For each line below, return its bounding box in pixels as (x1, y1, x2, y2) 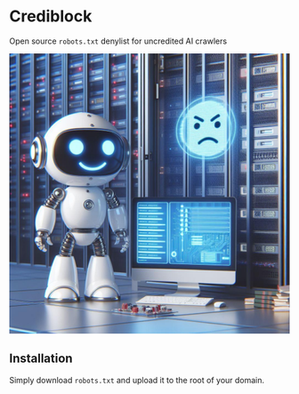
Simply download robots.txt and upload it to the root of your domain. (9, 374, 265, 385)
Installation (9, 351, 73, 366)
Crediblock (9, 6, 93, 27)
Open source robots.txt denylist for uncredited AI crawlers (9, 36, 228, 46)
